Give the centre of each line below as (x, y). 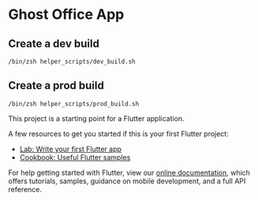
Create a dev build (54, 44)
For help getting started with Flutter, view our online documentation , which (129, 172)
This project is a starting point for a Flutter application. (96, 118)
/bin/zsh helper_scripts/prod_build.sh (74, 104)
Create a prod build (56, 85)
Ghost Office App (66, 15)
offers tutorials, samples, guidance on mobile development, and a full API (127, 181)
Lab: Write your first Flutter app (71, 149)
